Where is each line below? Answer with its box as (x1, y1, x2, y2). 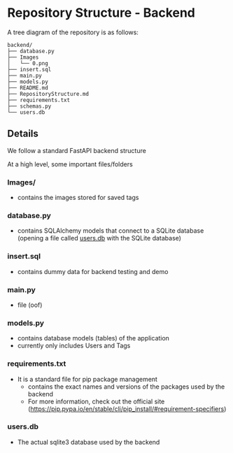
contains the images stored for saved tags (17, 194, 139, 202)
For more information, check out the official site (27, 397, 165, 405)
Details (7, 128, 38, 140)
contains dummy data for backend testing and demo (17, 267, 169, 275)
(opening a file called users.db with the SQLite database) (17, 234, 182, 243)
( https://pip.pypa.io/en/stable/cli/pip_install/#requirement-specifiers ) (27, 404, 227, 413)
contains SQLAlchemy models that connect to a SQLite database (17, 226, 204, 235)
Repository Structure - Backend (7, 5, 196, 21)
